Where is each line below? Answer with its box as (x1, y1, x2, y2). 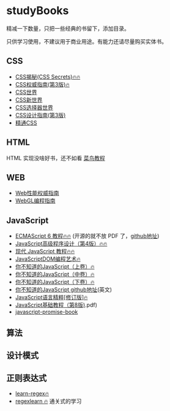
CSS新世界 (15, 96, 43, 103)
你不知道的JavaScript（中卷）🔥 (15, 271, 95, 278)
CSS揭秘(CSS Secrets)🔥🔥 (15, 73, 81, 80)
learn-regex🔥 (15, 390, 50, 397)
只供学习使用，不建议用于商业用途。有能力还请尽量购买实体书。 (6, 37, 167, 45)
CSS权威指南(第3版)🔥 (15, 80, 70, 88)
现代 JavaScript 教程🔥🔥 (15, 248, 75, 255)
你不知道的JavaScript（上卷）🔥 (15, 263, 95, 271)
